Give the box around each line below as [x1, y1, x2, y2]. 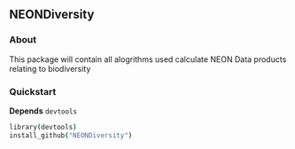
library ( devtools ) [9, 122, 77, 131]
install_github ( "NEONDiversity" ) [9, 130, 133, 140]
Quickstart [9, 85, 57, 98]
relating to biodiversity [9, 63, 91, 74]
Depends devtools [9, 106, 78, 116]
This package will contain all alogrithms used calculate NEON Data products [9, 53, 287, 65]
